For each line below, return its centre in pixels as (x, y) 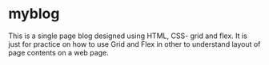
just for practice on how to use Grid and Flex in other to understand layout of (134, 44)
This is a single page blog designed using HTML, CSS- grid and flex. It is (128, 36)
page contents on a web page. (59, 52)
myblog (34, 14)
